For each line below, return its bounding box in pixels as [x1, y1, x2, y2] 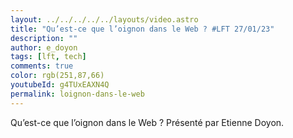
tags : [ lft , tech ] [10, 52, 87, 62]
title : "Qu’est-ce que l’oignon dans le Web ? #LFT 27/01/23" [10, 24, 275, 34]
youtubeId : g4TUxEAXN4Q [10, 80, 110, 90]
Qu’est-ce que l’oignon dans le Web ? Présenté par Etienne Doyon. [10, 116, 285, 128]
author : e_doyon [10, 42, 78, 53]
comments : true [10, 61, 74, 71]
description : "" [10, 33, 78, 43]
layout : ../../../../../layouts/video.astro [10, 14, 199, 25]
